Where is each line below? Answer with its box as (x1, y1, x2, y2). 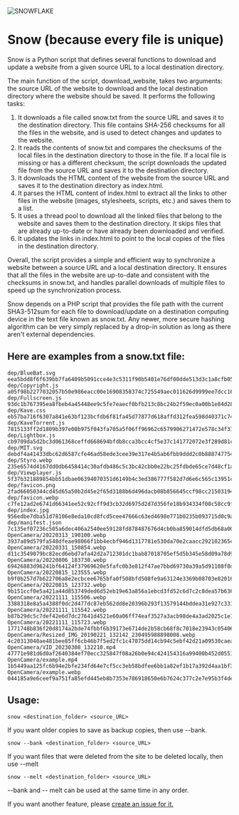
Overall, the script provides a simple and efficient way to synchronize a (7, 255, 216, 264)
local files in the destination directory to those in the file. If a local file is (17, 150, 226, 160)
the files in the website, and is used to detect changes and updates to (17, 128, 222, 137)
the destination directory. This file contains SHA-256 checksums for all (17, 120, 225, 129)
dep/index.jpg (7, 507, 50, 514)
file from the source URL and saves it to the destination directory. (17, 166, 209, 175)
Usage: (7, 695, 41, 707)
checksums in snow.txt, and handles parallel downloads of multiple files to (7, 278, 225, 286)
